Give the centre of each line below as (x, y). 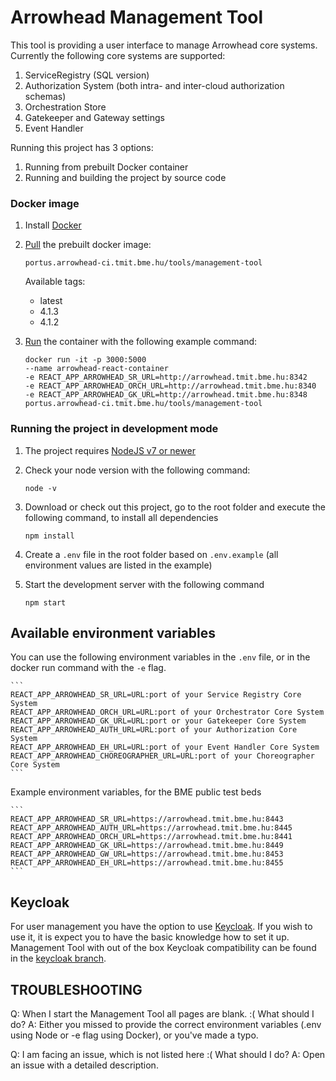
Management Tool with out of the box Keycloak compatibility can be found (163, 948)
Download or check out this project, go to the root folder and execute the (175, 507)
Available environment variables (113, 632)
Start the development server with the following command (144, 584)
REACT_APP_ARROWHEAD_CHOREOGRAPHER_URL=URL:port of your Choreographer (162, 756)
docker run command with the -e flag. (88, 668)
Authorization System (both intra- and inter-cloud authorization (154, 85)
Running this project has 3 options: (82, 147)
